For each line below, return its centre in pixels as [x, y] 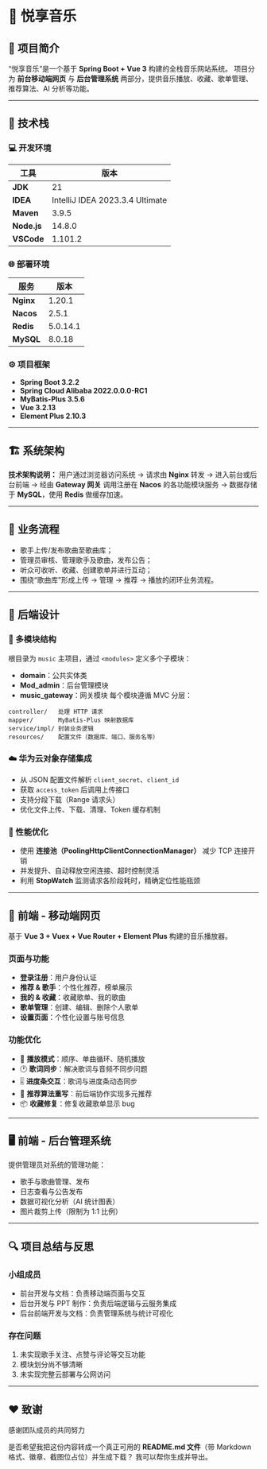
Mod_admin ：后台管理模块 [64, 685]
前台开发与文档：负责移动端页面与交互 [82, 1293]
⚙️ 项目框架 [29, 364]
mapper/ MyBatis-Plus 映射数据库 [71, 720]
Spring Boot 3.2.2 [49, 382]
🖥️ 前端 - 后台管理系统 [60, 1140]
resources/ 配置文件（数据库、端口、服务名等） [83, 737]
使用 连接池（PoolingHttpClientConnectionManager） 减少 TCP [126, 851]
